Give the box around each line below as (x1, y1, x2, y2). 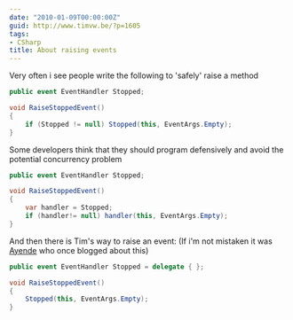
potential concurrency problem (9, 153, 123, 164)
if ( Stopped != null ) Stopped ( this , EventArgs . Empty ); (25, 120, 233, 129)
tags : (9, 29, 29, 38)
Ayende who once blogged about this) (9, 245, 149, 255)
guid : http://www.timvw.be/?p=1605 (9, 21, 141, 30)
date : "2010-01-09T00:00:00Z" (9, 12, 122, 22)
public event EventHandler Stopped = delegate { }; (9, 262, 204, 271)
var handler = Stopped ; (25, 203, 114, 213)
